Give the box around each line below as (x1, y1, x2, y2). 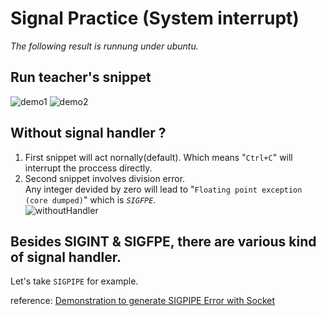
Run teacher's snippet (10, 69, 152, 86)
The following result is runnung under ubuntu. (10, 40, 199, 52)
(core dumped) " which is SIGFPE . (24, 193, 157, 206)
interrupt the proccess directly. (24, 162, 153, 174)
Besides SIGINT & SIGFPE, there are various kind (10, 233, 317, 250)
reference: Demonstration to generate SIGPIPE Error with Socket (10, 295, 276, 307)
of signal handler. (10, 248, 122, 266)
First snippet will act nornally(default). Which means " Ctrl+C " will (24, 151, 293, 163)
